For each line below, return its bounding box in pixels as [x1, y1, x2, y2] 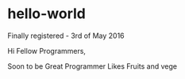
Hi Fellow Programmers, [7, 46, 87, 55]
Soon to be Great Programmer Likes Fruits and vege [7, 61, 178, 71]
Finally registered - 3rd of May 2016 [7, 31, 125, 40]
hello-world [7, 5, 87, 23]
